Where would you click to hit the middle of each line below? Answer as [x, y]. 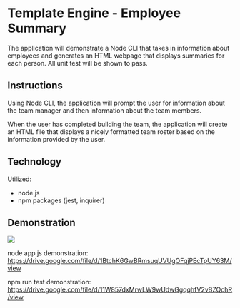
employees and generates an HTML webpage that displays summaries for [116, 56]
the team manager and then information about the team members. [105, 110]
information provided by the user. [56, 139]
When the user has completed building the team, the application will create [117, 124]
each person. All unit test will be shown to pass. [77, 63]
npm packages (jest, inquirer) [61, 200]
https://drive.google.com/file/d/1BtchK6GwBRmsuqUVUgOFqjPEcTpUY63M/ [120, 261]
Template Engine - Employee [94, 13]
